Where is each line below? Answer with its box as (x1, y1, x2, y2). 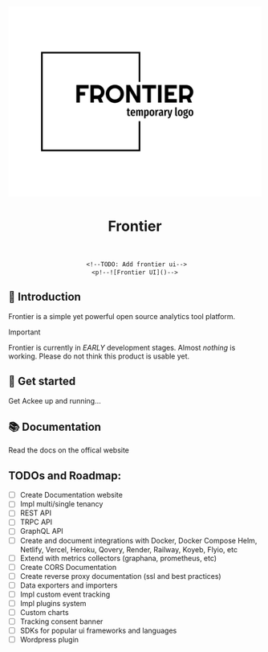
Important (8, 327, 41, 337)
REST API (19, 508, 52, 518)
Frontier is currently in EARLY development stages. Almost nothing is (8, 342, 236, 352)
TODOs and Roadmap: (8, 469, 122, 482)
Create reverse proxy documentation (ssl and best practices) (19, 571, 222, 580)
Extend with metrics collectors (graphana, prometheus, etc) (19, 553, 217, 563)
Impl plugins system (19, 598, 87, 608)
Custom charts (19, 607, 70, 617)
